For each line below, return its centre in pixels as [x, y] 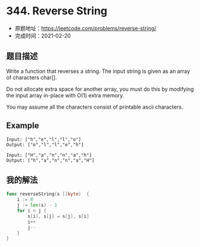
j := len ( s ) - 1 [37, 205]
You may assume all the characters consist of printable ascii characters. [95, 107]
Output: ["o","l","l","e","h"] [45, 144]
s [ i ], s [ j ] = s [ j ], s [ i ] [59, 216]
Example [23, 126]
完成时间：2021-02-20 [43, 35]
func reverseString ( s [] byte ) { [48, 194]
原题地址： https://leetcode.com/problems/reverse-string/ [85, 28]
